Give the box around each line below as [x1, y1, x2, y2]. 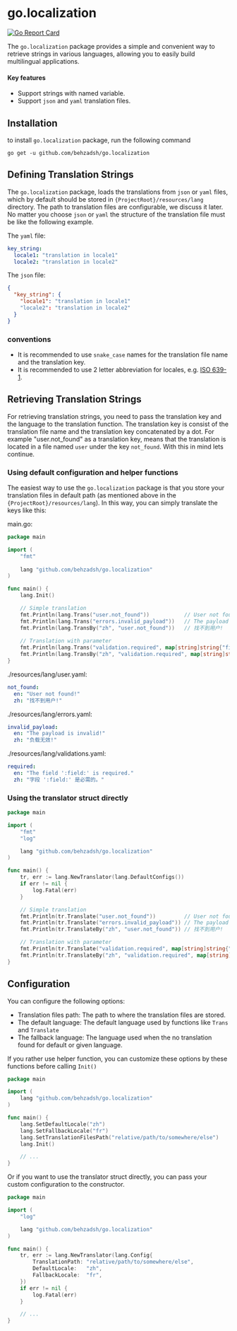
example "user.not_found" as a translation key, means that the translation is [7, 434, 226, 443]
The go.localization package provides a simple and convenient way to [7, 42, 215, 50]
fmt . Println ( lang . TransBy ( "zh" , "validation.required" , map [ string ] [20, 651, 226, 658]
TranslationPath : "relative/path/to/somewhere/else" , [32, 1258, 194, 1266]
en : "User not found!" [13, 690, 80, 698]
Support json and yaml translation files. [17, 97, 131, 105]
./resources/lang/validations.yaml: [7, 749, 107, 758]
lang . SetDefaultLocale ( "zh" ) [20, 1120, 106, 1128]
